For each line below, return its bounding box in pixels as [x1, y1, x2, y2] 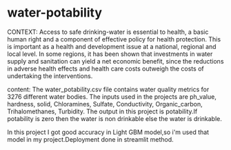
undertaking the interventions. [7, 71, 93, 80]
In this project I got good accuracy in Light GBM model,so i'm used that [7, 128, 209, 136]
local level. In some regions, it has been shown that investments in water [7, 50, 213, 58]
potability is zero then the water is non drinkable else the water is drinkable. [7, 114, 223, 122]
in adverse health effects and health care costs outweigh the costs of [7, 64, 205, 73]
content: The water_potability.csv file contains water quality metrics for [7, 85, 210, 93]
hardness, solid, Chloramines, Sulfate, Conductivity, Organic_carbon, [7, 100, 203, 108]
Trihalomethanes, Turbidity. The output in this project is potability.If [7, 107, 198, 115]
